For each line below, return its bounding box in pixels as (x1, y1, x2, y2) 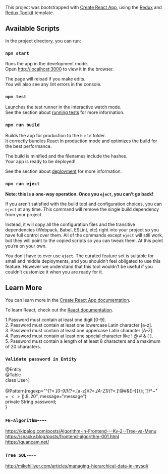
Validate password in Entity (5, 356, 77, 362)
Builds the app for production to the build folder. (5, 132, 106, 138)
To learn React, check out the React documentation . (5, 306, 114, 313)
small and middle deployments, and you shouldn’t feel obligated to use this (5, 258, 160, 264)
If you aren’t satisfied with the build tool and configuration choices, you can (5, 201, 162, 207)
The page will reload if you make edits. (5, 76, 86, 82)
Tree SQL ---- (5, 451, 36, 458)
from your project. (5, 212, 43, 217)
